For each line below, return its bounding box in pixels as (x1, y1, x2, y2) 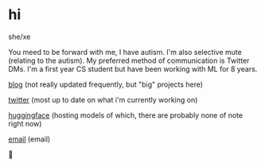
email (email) (8, 134, 51, 144)
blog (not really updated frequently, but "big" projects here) (8, 80, 204, 89)
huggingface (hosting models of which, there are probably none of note (8, 110, 244, 120)
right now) (8, 118, 42, 128)
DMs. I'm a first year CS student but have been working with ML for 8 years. (8, 64, 258, 73)
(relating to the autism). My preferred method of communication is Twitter (8, 56, 250, 65)
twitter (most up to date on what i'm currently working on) (8, 95, 198, 104)
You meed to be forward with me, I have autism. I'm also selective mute (8, 47, 243, 56)
